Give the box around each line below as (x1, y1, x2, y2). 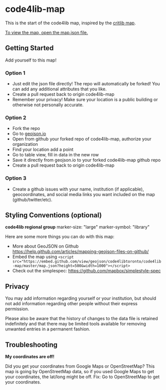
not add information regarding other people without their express (5, 301, 138, 307)
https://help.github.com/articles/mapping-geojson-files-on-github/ (12, 249, 149, 255)
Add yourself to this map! (5, 57, 57, 63)
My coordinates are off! (5, 354, 55, 360)
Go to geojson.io (12, 130, 46, 137)
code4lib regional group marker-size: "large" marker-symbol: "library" (5, 224, 150, 230)
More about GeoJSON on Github (12, 243, 79, 249)
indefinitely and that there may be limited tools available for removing (5, 321, 146, 327)
